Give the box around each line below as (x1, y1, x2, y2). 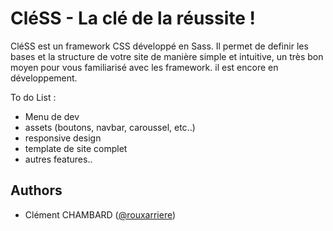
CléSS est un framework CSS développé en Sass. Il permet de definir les (10, 40, 309, 52)
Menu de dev (24, 110, 80, 122)
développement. (10, 72, 78, 84)
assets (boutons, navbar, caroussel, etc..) (24, 121, 196, 133)
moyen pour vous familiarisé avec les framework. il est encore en (10, 61, 279, 73)
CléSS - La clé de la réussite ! (10, 7, 257, 30)
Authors (10, 182, 63, 199)
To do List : (10, 91, 57, 103)
